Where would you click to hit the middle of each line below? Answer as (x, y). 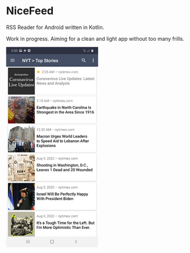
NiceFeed (30, 11)
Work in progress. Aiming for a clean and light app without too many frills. (95, 38)
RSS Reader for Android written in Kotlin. (55, 27)
